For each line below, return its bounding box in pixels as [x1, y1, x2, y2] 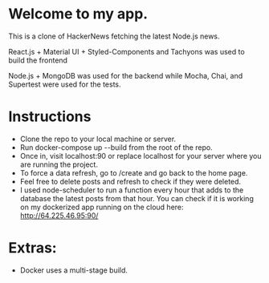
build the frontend [8, 55, 68, 65]
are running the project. [19, 160, 99, 169]
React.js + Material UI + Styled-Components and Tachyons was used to [8, 46, 245, 56]
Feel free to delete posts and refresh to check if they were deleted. [19, 176, 242, 186]
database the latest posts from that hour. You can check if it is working [19, 193, 255, 203]
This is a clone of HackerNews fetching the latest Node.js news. [8, 31, 220, 41]
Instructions [8, 107, 92, 126]
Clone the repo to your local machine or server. [19, 134, 177, 144]
